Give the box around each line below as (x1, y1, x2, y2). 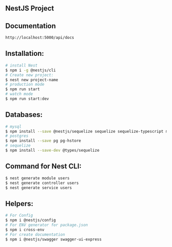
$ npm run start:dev (5, 96, 50, 101)
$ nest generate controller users (5, 180, 79, 186)
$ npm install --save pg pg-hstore (5, 138, 81, 143)
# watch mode (5, 92, 33, 97)
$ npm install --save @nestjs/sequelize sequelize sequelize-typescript (5, 129, 164, 134)
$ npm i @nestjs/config (5, 218, 56, 223)
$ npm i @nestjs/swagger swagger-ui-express (5, 237, 102, 242)
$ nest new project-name (5, 77, 58, 83)
